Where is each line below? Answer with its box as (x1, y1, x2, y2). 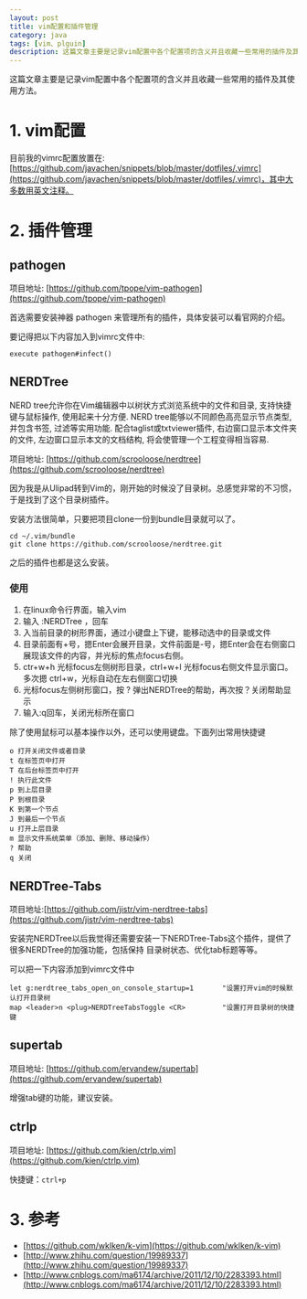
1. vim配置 (9, 121, 87, 142)
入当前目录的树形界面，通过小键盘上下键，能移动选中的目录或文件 (22, 627, 271, 638)
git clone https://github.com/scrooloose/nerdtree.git (9, 539, 223, 548)
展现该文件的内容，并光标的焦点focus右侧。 (22, 650, 189, 661)
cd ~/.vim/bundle (9, 531, 76, 540)
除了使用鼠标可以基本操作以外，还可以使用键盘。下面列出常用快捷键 (9, 727, 266, 738)
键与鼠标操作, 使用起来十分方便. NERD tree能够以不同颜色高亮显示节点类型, (9, 410, 292, 421)
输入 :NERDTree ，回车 (22, 616, 109, 627)
